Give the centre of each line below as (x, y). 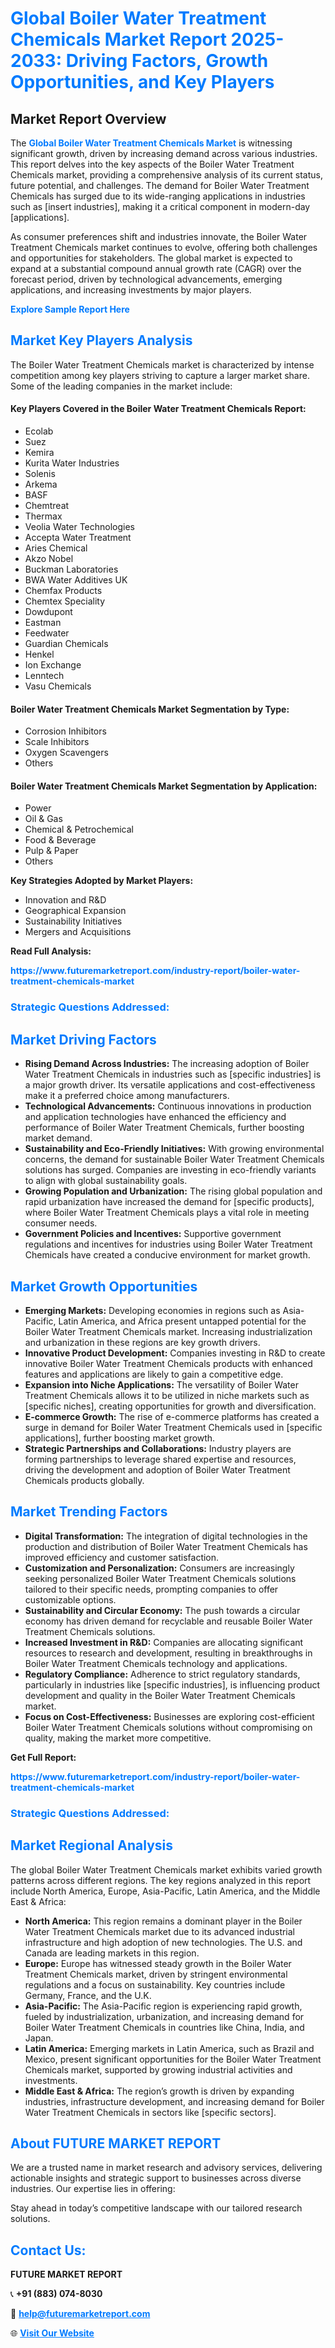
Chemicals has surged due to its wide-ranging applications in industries (158, 196)
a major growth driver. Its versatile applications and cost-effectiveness (170, 1085)
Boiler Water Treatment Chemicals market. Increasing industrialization (168, 1331)
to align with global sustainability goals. (106, 1181)
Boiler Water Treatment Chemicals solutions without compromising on (168, 1727)
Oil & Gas (43, 819)
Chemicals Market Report (118, 39)
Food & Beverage (60, 840)
